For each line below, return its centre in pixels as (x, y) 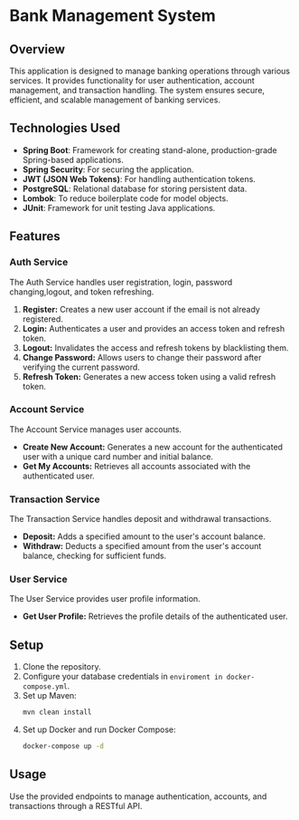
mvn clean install (57, 712)
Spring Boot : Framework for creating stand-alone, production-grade (149, 150)
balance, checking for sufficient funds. (94, 556)
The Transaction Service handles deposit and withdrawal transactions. (140, 519)
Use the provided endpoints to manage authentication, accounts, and (138, 796)
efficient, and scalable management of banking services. (115, 100)
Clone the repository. (61, 667)
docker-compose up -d (63, 747)
